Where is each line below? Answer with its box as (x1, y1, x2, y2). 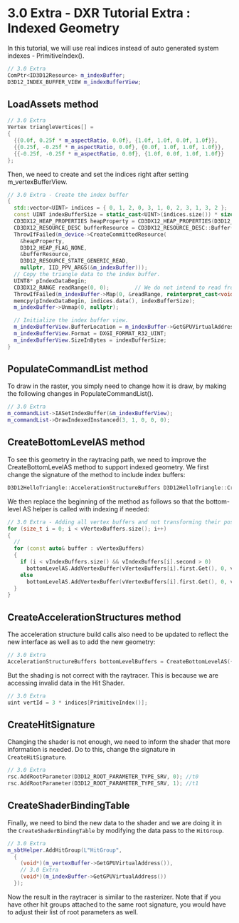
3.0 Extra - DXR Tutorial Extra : (7, 5, 191, 21)
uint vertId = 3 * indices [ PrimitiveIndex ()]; (7, 699, 148, 706)
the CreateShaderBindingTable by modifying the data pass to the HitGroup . (7, 826, 224, 835)
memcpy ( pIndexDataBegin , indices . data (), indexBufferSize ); (14, 297, 196, 305)
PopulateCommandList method (7, 363, 149, 375)
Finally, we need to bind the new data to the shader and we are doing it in (7, 818, 223, 827)
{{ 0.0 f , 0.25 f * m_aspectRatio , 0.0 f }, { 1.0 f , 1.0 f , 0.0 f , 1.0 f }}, (14, 137, 218, 144)
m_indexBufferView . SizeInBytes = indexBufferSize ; (14, 337, 167, 344)
